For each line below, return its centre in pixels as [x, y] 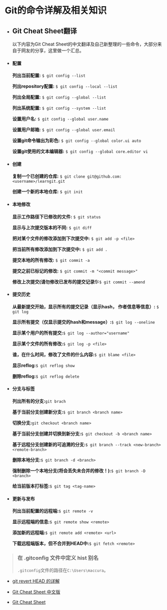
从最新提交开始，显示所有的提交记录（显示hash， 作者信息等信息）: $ [86, 306]
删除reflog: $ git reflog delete [46, 376]
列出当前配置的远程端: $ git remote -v [52, 511]
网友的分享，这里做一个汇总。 [53, 51]
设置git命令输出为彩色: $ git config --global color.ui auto [77, 140]
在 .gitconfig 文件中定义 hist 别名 [58, 558]
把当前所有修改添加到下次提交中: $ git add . [60, 249]
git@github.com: [104, 177]
